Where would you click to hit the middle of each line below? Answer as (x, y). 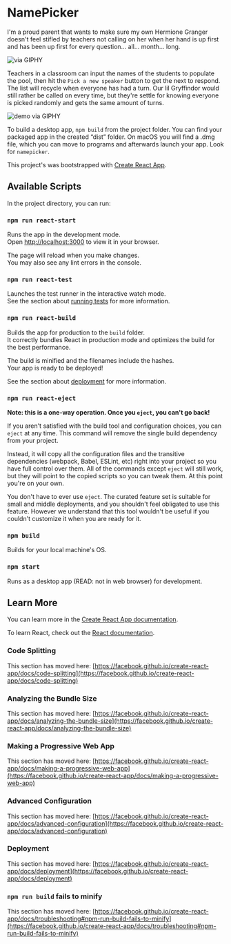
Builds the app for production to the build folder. (76, 332)
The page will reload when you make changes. (73, 255)
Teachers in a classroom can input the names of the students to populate (111, 73)
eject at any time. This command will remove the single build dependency (112, 433)
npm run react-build (42, 318)
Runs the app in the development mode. (64, 235)
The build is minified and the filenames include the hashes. (91, 360)
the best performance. (39, 347)
